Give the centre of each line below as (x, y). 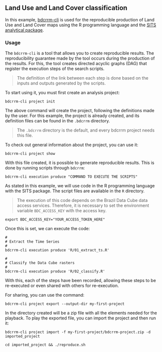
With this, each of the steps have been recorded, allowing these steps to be (81, 281)
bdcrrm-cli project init (30, 101)
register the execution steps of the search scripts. (55, 69)
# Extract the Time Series (32, 242)
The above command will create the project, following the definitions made (80, 111)
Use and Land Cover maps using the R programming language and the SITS (81, 25)
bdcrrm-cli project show (30, 154)
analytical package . (24, 30)
